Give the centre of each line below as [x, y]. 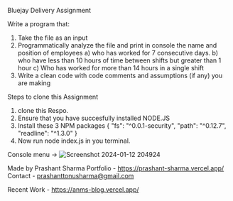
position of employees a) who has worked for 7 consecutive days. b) [118, 53]
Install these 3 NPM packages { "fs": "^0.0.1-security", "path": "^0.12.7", [122, 126]
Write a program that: [38, 24]
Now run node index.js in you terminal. [74, 141]
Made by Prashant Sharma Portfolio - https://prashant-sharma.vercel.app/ [116, 168]
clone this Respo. [43, 110]
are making [34, 83]
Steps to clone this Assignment [53, 97]
